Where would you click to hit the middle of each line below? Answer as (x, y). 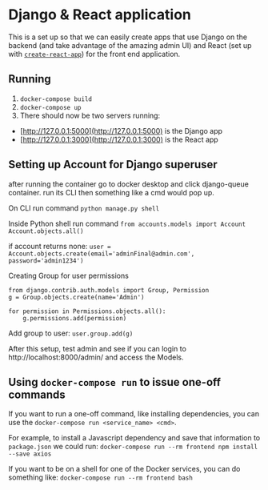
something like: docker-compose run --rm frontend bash (101, 477)
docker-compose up (50, 107)
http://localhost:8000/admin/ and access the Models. (96, 357)
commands (37, 394)
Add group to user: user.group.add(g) (71, 333)
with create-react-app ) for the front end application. (94, 54)
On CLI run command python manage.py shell (84, 208)
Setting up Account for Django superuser (113, 165)
